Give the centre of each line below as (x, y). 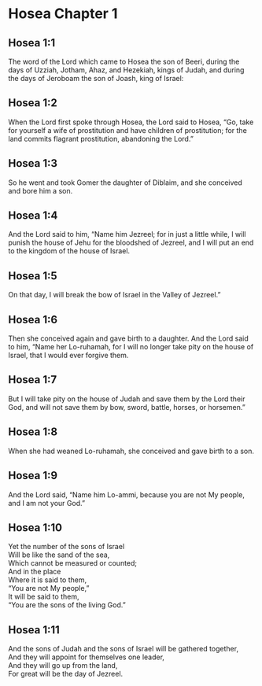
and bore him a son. (41, 190)
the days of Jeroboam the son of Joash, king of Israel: (96, 78)
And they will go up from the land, (63, 666)
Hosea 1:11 (34, 630)
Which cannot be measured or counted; (73, 563)
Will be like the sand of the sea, (59, 555)
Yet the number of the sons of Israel (66, 547)
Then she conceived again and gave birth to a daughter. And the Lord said (129, 338)
